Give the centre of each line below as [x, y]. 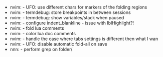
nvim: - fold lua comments [37, 28]
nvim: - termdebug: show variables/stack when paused [67, 18]
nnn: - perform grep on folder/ [41, 49]
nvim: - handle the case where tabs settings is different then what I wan [84, 39]
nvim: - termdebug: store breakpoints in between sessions [70, 12]
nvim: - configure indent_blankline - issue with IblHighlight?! [72, 23]
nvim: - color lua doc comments [43, 33]
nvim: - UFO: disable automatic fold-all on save [58, 44]
